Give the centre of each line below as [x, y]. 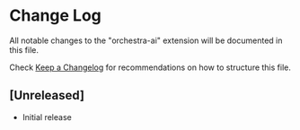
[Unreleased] [47, 95]
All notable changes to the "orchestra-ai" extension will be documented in [146, 40]
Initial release [47, 117]
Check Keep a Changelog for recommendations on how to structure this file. [150, 67]
